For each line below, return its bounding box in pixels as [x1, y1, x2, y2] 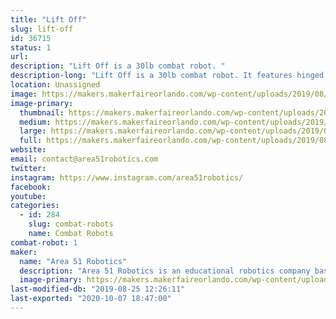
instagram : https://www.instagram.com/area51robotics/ [10, 172, 244, 183]
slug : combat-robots [28, 219, 114, 230]
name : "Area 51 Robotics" [19, 256, 128, 266]
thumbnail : [19, 107, 65, 118]
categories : [10, 201, 60, 211]
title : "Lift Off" [10, 14, 87, 25]
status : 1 [10, 42, 52, 53]
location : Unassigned [10, 80, 101, 90]
